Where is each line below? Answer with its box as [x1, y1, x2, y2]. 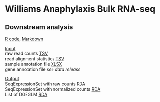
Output [5, 76, 19, 81]
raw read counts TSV [5, 51, 48, 56]
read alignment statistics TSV [5, 56, 65, 62]
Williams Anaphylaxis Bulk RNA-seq [5, 3, 156, 15]
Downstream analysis [5, 23, 73, 31]
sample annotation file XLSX [5, 61, 62, 67]
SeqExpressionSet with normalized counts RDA [5, 86, 101, 92]
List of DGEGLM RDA [5, 92, 48, 97]
